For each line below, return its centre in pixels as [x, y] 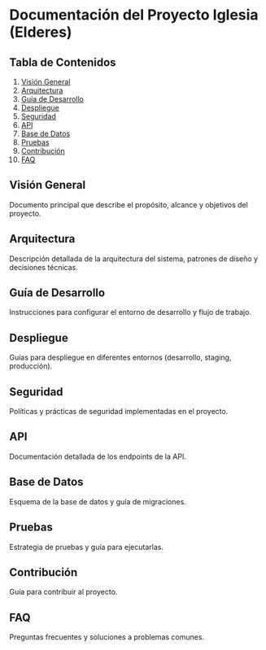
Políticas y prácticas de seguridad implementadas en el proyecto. [119, 412]
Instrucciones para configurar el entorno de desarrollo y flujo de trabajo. [130, 312]
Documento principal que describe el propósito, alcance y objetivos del [129, 204]
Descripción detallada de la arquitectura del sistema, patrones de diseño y [134, 259]
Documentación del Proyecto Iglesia [134, 15]
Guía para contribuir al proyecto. [63, 592]
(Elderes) [41, 32]
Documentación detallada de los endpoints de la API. [98, 456]
